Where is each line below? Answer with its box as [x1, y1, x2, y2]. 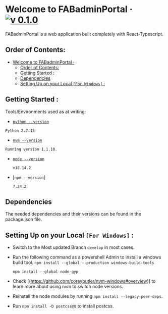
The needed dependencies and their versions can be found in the [5, 211, 141, 217]
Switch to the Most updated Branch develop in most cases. [12, 244, 135, 250]
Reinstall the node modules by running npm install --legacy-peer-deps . [12, 293, 163, 299]
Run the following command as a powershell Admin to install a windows [12, 254, 161, 260]
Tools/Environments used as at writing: [5, 109, 86, 115]
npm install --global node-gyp [12, 269, 79, 275]
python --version [12, 119, 49, 124]
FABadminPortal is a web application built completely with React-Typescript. [5, 31, 163, 37]
